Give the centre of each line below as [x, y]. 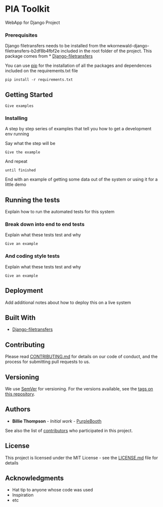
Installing [16, 118]
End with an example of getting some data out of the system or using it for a [81, 180]
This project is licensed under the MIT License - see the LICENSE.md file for [81, 458]
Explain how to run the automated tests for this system [60, 212]
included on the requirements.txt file [41, 71]
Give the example [23, 152]
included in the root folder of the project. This [106, 51]
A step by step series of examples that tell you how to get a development [78, 129]
